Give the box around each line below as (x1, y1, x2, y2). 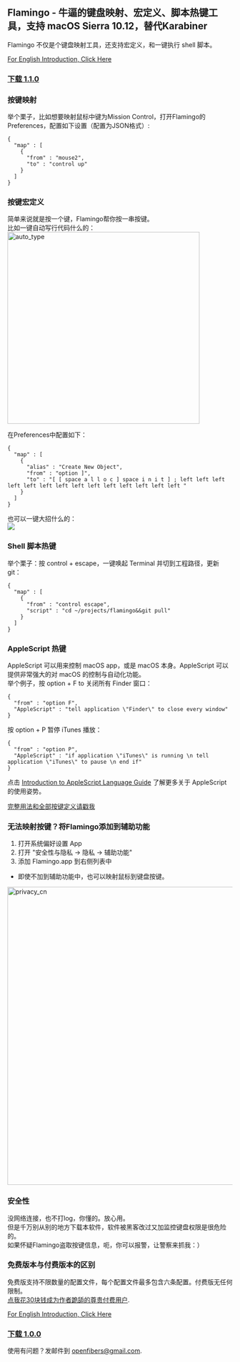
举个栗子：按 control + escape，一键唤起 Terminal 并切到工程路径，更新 (7, 559, 220, 567)
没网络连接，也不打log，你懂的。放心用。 (7, 1214, 130, 1222)
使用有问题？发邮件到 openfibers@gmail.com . (7, 1346, 143, 1355)
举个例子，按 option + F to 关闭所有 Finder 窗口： (7, 679, 152, 687)
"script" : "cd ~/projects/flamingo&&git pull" (26, 607, 171, 614)
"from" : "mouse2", (26, 154, 84, 162)
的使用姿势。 (7, 787, 45, 795)
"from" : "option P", (14, 745, 79, 753)
